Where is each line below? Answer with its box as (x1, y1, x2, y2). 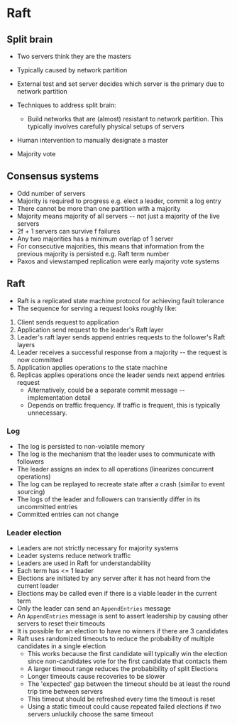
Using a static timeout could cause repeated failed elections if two (27, 702, 221, 711)
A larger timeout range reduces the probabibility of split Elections (27, 665, 219, 673)
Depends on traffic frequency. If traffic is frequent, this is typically (27, 400, 221, 409)
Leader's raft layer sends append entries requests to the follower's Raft (16, 332, 226, 342)
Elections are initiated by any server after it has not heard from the (16, 574, 211, 583)
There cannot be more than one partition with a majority (16, 204, 181, 212)
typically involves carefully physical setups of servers (27, 122, 185, 131)
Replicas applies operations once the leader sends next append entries (16, 371, 225, 379)
